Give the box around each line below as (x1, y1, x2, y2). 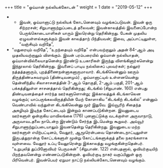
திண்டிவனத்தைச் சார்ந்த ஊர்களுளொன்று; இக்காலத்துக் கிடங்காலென (11, 91, 141, 96)
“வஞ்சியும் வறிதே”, (19, 41, 54, 47)
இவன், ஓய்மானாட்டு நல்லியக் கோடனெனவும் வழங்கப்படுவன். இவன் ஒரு (19, 19, 152, 25)
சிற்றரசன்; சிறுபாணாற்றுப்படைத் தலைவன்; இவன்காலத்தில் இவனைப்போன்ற (19, 24, 157, 30)
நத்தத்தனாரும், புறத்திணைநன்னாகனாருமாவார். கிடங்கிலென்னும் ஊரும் (11, 69, 139, 74)
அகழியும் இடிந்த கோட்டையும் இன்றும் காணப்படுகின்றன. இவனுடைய (11, 107, 139, 113)
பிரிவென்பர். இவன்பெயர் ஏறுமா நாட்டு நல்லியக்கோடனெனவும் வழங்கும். (11, 157, 146, 163)
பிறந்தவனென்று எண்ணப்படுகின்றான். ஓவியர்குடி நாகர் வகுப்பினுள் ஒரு (11, 151, 142, 157)
